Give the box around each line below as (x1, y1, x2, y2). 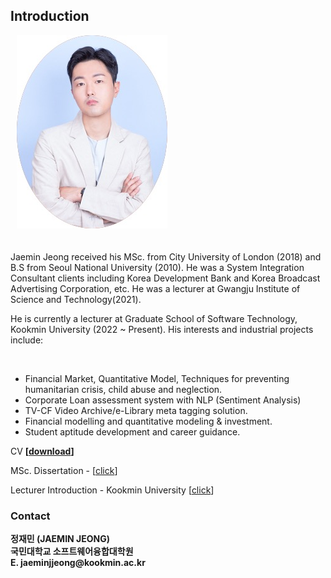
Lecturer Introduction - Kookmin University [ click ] (10, 484, 215, 496)
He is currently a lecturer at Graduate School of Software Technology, (10, 312, 298, 324)
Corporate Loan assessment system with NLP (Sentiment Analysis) (24, 394, 302, 406)
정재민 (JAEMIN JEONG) (10, 533, 110, 545)
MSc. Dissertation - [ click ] (10, 464, 118, 476)
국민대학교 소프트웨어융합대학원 (10, 545, 134, 558)
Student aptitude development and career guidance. (24, 425, 241, 438)
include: (10, 334, 44, 346)
